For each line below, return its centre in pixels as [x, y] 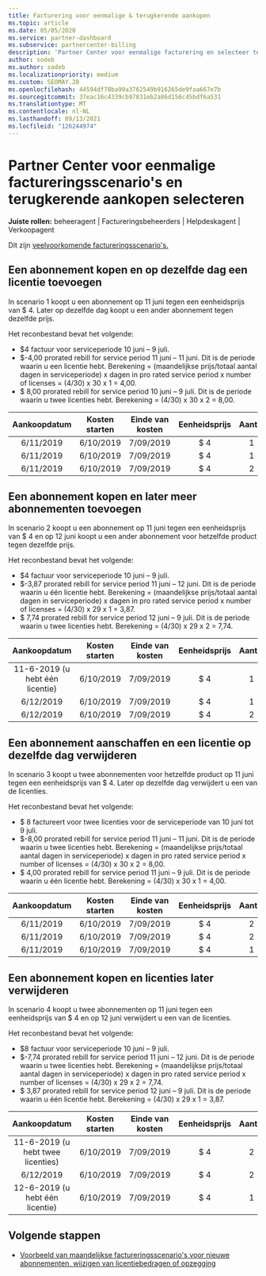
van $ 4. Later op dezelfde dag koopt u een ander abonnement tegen [121, 309]
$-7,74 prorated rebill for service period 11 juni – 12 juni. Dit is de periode [137, 1057]
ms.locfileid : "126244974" [53, 126]
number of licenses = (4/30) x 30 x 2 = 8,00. [92, 864]
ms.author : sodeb [37, 67]
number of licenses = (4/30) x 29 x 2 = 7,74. [91, 1082]
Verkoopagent [31, 229]
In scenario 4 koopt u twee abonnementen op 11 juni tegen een [110, 1009]
